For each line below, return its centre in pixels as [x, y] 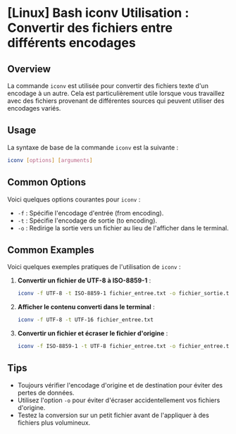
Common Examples [51, 250]
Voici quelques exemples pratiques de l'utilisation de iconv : [94, 267]
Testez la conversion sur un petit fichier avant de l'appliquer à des [113, 415]
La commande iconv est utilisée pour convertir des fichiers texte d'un [108, 86]
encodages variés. [34, 108]
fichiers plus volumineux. [54, 422]
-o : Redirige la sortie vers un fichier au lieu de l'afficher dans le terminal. [123, 228]
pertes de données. [46, 392]
